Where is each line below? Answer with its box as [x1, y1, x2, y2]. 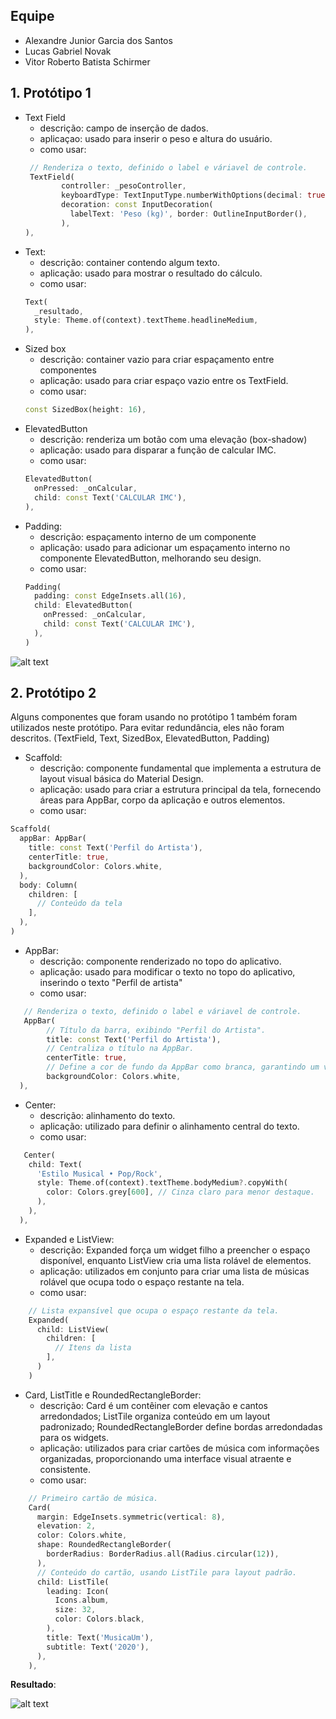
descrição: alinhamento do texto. [39, 1109, 176, 1121]
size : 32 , [54, 1605, 97, 1615]
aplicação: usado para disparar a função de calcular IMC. [39, 444, 277, 456]
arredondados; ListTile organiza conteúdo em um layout [39, 1410, 271, 1422]
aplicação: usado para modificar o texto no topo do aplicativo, [39, 965, 296, 978]
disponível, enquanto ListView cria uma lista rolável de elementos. [39, 1254, 312, 1266]
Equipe [10, 8, 55, 25]
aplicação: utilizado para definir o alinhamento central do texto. [39, 1120, 300, 1132]
